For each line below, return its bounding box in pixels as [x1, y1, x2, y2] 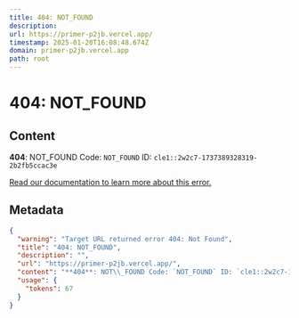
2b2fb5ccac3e [9, 161, 58, 170]
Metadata [9, 202, 64, 218]
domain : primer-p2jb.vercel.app [9, 46, 129, 55]
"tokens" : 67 [25, 284, 74, 293]
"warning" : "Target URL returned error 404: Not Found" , [17, 234, 233, 243]
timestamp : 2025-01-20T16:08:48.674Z [9, 37, 149, 47]
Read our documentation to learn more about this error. [9, 177, 212, 187]
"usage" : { [17, 276, 58, 285]
